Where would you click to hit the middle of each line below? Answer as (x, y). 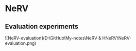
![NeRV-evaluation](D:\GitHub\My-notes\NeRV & (53, 38)
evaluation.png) (21, 43)
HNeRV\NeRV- (117, 38)
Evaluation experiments (42, 26)
